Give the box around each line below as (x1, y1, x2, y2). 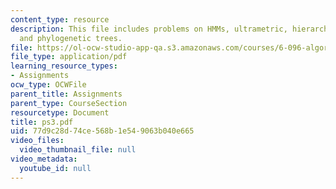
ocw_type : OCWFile (10, 80, 87, 90)
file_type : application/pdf (10, 52, 128, 62)
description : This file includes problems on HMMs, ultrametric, (10, 24, 288, 34)
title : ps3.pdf (10, 117, 74, 127)
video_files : (10, 136, 65, 146)
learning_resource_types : (10, 61, 118, 71)
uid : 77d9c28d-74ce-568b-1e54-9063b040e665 (10, 126, 195, 136)
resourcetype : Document (10, 107, 110, 118)
